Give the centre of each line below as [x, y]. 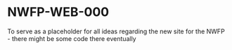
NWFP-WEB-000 [58, 12]
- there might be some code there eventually [72, 38]
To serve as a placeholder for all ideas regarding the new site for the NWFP [116, 31]
